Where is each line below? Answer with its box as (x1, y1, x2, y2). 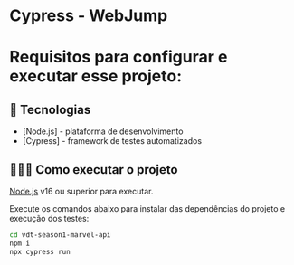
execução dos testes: (9, 213, 90, 223)
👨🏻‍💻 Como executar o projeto (9, 162, 178, 177)
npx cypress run (9, 247, 71, 256)
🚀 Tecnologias (9, 101, 91, 118)
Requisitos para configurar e (9, 47, 228, 68)
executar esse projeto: (9, 66, 183, 87)
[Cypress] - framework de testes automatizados (22, 136, 202, 147)
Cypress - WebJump (9, 5, 168, 26)
